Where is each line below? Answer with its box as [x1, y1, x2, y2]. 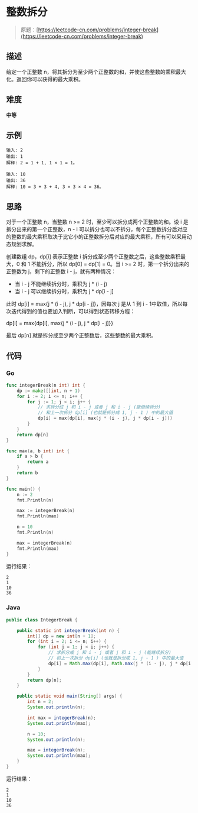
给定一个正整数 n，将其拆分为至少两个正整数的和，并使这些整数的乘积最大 [6, 68, 187, 75]
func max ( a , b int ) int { [6, 448, 70, 454]
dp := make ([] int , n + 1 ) [16, 388, 81, 394]
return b [16, 470, 38, 476]
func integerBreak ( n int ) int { [6, 382, 85, 388]
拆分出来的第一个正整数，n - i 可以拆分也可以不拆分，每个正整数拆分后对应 [6, 226, 187, 233]
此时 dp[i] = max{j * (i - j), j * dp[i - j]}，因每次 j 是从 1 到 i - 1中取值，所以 [6, 300, 183, 307]
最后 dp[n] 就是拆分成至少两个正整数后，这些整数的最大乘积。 [6, 332, 157, 339]
